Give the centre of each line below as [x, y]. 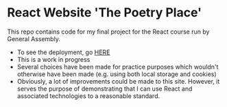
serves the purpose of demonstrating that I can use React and [105, 88]
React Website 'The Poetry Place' [105, 13]
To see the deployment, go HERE [63, 52]
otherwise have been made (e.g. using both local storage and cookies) [117, 74]
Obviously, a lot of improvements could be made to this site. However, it [118, 81]
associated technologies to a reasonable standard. [88, 96]
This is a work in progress [53, 59]
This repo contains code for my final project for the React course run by [108, 32]
